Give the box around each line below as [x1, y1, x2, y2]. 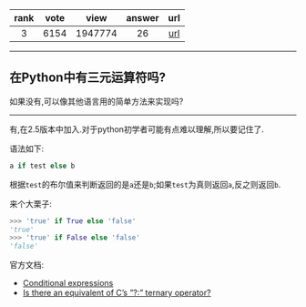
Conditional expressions [22, 278, 114, 289]
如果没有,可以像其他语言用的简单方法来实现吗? [9, 96, 184, 107]
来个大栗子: [9, 198, 53, 209]
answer [126, 12, 159, 24]
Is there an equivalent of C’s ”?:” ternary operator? [22, 287, 211, 299]
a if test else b [9, 161, 76, 170]
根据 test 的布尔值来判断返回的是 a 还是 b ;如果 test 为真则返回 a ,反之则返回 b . [9, 179, 281, 189]
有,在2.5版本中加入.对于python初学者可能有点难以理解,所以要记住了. [9, 123, 264, 135]
